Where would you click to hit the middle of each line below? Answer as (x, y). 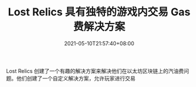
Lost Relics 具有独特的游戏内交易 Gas (99, 12)
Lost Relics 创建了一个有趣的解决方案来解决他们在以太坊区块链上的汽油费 (95, 71)
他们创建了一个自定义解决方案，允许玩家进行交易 (76, 78)
